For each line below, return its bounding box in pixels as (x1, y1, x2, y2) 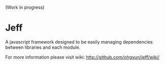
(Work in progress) (5, 5, 45, 10)
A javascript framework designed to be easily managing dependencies (5, 39, 153, 45)
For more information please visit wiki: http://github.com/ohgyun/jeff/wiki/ (5, 54, 160, 60)
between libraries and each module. (5, 44, 81, 50)
